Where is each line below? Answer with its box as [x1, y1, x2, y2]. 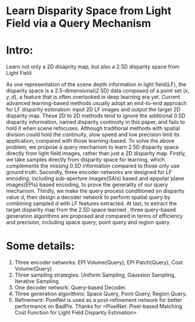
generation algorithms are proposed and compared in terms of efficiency [6, 212, 183, 219]
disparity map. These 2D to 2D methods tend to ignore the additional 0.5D [6, 112, 186, 119]
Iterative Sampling [14, 278, 59, 285]
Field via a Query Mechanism [6, 17, 151, 30]
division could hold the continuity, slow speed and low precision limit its [6, 131, 180, 138]
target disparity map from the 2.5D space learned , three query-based [6, 206, 176, 213]
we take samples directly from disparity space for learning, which [6, 156, 165, 163]
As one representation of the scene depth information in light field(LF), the [6, 81, 187, 88]
